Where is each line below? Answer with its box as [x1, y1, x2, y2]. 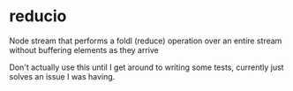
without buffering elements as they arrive [9, 44, 159, 55]
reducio [9, 6, 67, 27]
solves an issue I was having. [9, 71, 116, 81]
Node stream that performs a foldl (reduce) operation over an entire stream [9, 35, 282, 46]
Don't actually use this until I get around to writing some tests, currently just [9, 62, 284, 72]
